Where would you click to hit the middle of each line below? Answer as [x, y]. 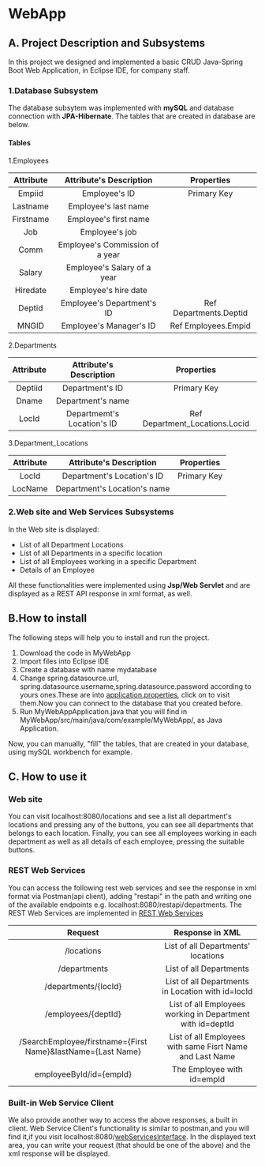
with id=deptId [207, 1024]
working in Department [207, 1014]
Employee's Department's [108, 303]
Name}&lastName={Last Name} [83, 1051]
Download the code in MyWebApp [75, 653]
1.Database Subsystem [53, 90]
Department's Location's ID [113, 476]
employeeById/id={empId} [83, 1074]
